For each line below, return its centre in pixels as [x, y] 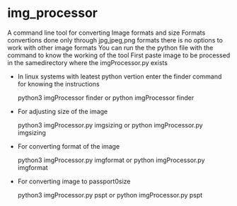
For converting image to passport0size [74, 181]
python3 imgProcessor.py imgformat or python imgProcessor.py [111, 160]
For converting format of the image [69, 146]
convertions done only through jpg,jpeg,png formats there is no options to [115, 40]
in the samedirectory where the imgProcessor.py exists [88, 62]
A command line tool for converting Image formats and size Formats [106, 33]
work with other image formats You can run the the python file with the [110, 47]
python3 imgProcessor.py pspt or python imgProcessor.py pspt [110, 195]
